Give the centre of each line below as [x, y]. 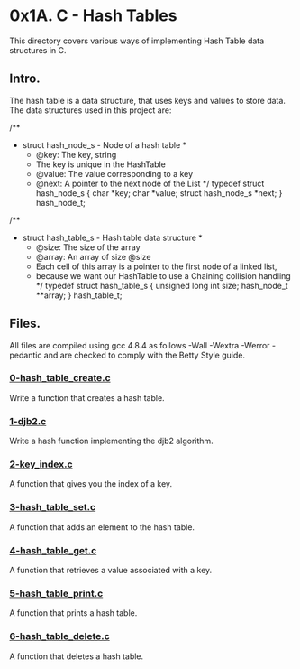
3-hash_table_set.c [53, 507]
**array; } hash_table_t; [79, 295]
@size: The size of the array [88, 247]
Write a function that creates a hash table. [87, 397]
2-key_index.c [41, 464]
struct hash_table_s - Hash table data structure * [112, 237]
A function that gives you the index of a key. [91, 484]
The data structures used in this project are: [91, 110]
